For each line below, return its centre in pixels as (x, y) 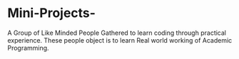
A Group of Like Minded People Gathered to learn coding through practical (117, 33)
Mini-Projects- (52, 13)
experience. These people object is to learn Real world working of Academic (120, 40)
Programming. (28, 48)
